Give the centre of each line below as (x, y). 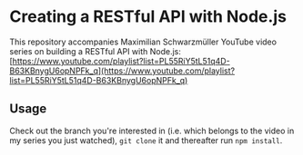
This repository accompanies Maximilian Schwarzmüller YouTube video (143, 42)
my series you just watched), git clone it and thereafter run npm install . (146, 140)
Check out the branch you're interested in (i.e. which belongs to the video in (152, 131)
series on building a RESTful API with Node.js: (96, 51)
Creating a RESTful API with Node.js (148, 17)
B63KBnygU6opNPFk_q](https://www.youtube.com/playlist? (122, 71)
